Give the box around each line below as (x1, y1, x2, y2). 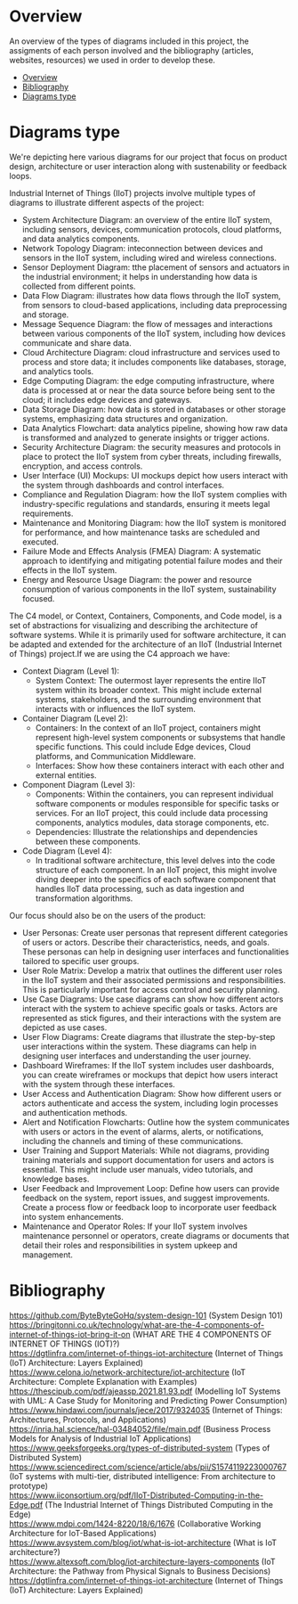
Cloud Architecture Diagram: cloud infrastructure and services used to (21, 347, 280, 357)
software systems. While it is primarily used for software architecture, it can (9, 629, 286, 640)
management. (21, 1249, 74, 1260)
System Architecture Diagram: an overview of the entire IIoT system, (21, 214, 273, 225)
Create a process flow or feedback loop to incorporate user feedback (21, 1201, 278, 1213)
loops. (9, 170, 33, 181)
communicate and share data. (21, 337, 132, 348)
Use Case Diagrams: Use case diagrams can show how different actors (21, 994, 284, 1004)
